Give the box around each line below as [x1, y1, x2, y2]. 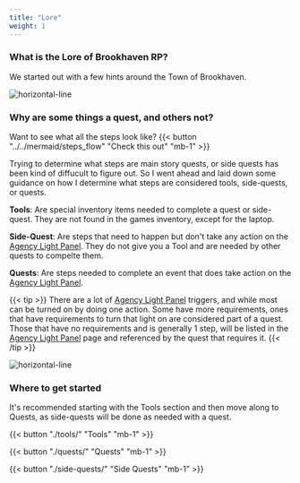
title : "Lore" [9, 13, 63, 22]
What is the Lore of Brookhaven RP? [9, 51, 168, 64]
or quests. [9, 187, 47, 198]
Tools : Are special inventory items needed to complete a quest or [9, 204, 251, 215]
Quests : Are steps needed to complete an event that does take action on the [9, 268, 292, 279]
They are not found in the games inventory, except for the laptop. [34, 214, 275, 225]
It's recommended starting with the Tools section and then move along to [9, 402, 279, 413]
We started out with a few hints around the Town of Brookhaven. [9, 71, 247, 82]
